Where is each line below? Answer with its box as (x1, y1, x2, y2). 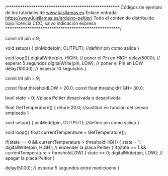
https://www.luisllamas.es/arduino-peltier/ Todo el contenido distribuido (5, 15, 154, 21)
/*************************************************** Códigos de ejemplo (5, 5, 162, 10)
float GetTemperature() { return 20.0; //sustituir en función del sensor (5, 105, 149, 110)
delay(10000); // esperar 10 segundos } (5, 65, 87, 71)
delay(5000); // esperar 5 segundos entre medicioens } (5, 165, 120, 170)
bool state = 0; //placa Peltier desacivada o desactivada (5, 95, 121, 101)
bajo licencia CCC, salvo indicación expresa (5, 20, 97, 26)
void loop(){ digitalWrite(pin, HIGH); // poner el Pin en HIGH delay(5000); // (5, 55, 160, 61)
